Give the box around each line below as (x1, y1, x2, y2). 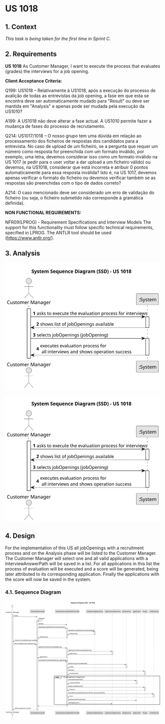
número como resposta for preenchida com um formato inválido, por (5, 149, 144, 154)
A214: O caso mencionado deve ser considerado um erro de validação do (5, 190, 155, 195)
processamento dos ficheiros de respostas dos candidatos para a (5, 138, 138, 144)
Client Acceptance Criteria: (5, 77, 63, 84)
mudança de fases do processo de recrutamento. (5, 123, 106, 129)
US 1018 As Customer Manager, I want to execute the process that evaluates (5, 63, 161, 69)
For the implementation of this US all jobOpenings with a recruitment (5, 545, 144, 551)
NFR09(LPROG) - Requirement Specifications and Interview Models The (5, 219, 151, 225)
